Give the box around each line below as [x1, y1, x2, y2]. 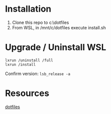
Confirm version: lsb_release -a [5, 71, 71, 76]
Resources [5, 88, 50, 99]
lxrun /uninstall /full [5, 57, 54, 63]
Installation [5, 3, 52, 15]
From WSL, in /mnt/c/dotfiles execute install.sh [12, 24, 106, 30]
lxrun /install [5, 62, 36, 67]
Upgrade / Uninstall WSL [5, 42, 106, 53]
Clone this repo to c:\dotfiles [12, 19, 69, 25]
